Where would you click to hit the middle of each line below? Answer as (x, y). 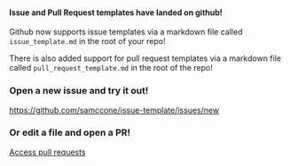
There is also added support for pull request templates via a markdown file (145, 58)
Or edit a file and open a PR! (70, 132)
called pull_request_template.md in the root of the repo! (111, 68)
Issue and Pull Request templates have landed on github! (116, 12)
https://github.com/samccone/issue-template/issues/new (114, 109)
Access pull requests (47, 152)
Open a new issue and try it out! (79, 91)
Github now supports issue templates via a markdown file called (126, 32)
